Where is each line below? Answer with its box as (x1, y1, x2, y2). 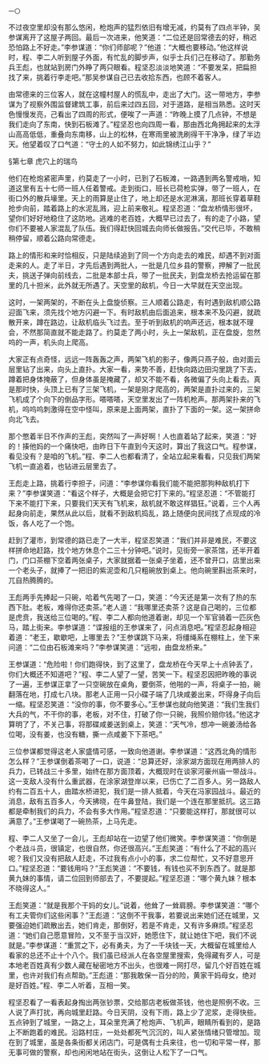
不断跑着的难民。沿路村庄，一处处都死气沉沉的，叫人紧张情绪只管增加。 (14, 1027, 254, 1037)
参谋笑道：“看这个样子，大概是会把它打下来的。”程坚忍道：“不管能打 (32, 489, 256, 498)
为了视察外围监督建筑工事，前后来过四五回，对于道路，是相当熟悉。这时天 (14, 99, 261, 109)
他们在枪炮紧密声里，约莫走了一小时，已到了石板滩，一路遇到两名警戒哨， (8, 174, 254, 182)
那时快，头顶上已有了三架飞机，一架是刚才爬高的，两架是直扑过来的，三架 (14, 385, 261, 394)
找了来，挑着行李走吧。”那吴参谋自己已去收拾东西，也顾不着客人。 (8, 73, 226, 82)
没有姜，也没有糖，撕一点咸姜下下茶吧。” (29, 730, 163, 738)
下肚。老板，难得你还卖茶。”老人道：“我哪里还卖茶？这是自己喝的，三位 (14, 602, 250, 612)
